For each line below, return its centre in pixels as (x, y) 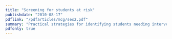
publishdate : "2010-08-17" (34, 15)
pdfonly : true (20, 29)
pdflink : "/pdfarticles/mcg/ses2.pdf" (47, 19)
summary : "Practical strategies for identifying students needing (78, 24)
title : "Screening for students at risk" (50, 10)
